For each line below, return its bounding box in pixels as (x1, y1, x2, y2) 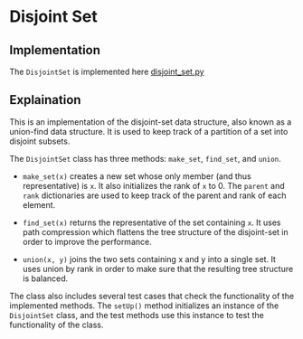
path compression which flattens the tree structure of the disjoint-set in (22, 226, 289, 237)
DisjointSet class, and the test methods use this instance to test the (9, 309, 264, 320)
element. (22, 199, 56, 210)
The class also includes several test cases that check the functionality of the (9, 290, 295, 301)
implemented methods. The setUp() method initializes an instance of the (9, 300, 279, 311)
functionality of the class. (9, 319, 104, 330)
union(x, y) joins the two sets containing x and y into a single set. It (22, 253, 276, 264)
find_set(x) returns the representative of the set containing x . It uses (22, 217, 281, 228)
